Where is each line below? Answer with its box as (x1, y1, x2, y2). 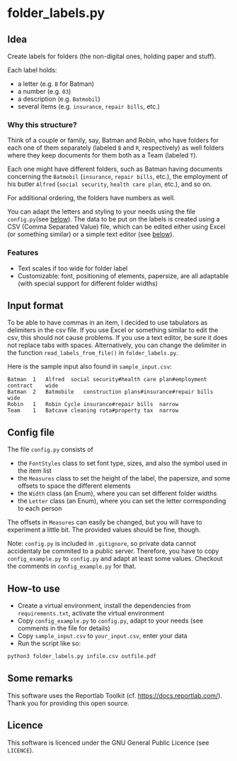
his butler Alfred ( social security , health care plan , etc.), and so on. (7, 180, 212, 189)
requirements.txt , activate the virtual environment (17, 609, 165, 618)
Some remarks (7, 672, 74, 684)
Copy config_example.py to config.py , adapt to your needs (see (17, 616, 204, 625)
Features (7, 248, 39, 258)
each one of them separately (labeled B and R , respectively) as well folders (7, 143, 224, 152)
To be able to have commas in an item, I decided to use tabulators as (7, 318, 208, 327)
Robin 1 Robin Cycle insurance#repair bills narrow (7, 401, 179, 408)
